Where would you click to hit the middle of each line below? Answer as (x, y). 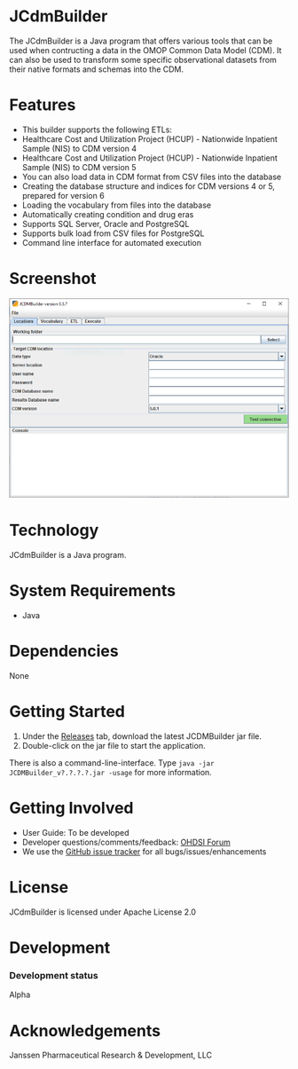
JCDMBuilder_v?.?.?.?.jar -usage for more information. (111, 773)
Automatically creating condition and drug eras (108, 214)
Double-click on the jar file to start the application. (114, 746)
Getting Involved (71, 808)
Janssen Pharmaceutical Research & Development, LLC (111, 1055)
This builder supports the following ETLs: (97, 130)
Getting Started (67, 712)
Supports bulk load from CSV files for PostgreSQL (113, 233)
